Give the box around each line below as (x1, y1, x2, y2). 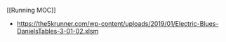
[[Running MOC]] (6, 6, 57, 14)
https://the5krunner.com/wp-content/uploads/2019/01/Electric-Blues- (16, 20, 219, 27)
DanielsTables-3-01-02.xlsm (16, 27, 99, 35)
